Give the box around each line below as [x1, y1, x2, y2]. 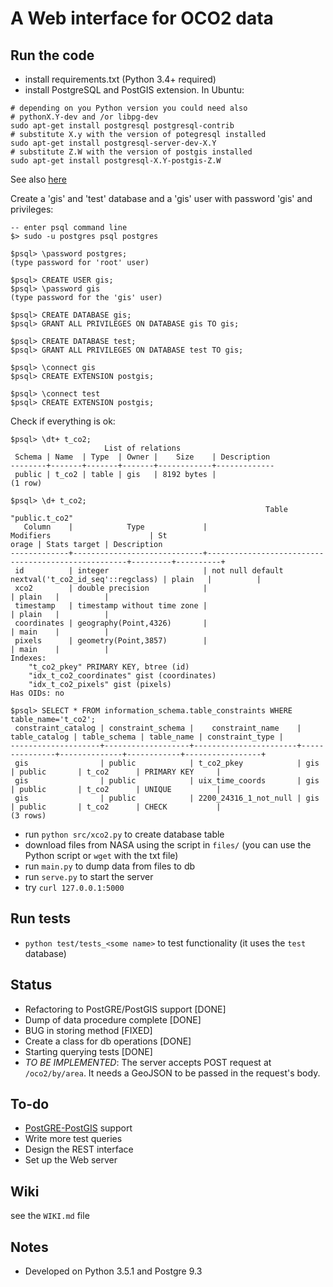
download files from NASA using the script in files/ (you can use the [24, 839, 312, 851]
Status [10, 977, 53, 994]
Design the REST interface [24, 1143, 134, 1156]
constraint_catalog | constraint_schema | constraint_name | [14, 723, 302, 733]
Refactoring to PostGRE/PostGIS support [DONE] [24, 1003, 227, 1015]
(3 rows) [10, 811, 47, 821]
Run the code [10, 47, 95, 64]
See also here [10, 173, 67, 185]
